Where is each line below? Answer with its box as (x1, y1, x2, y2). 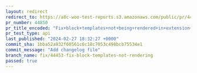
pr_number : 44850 (5, 19, 48, 25)
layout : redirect (5, 8, 48, 15)
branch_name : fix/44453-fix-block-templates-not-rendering (5, 52, 153, 58)
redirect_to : (5, 14, 38, 20)
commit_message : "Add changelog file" (5, 47, 101, 53)
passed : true (5, 58, 38, 64)
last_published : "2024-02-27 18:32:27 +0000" (5, 36, 119, 42)
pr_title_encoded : (5, 25, 51, 31)
